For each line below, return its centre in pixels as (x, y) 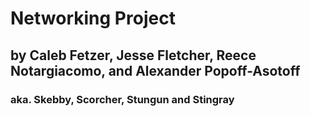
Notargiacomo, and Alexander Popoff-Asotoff (155, 70)
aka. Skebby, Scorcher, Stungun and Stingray (122, 99)
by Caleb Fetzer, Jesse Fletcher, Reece (133, 55)
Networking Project (93, 18)
